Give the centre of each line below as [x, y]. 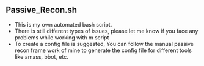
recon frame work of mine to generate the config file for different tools [103, 50]
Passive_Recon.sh [42, 10]
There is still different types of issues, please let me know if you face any [106, 31]
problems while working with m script [62, 37]
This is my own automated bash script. [63, 24]
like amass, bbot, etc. [41, 56]
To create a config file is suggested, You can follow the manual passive [104, 44]
